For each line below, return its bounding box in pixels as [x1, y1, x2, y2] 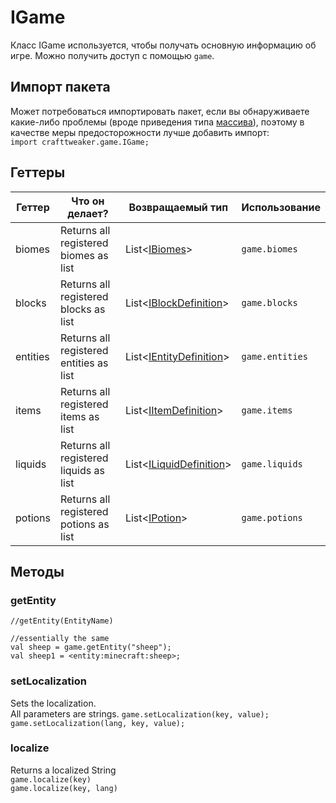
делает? [67, 206, 109, 220]
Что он [71, 194, 105, 208]
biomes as [60, 248, 109, 262]
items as [60, 409, 100, 423]
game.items [241, 404, 293, 416]
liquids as [60, 463, 105, 477]
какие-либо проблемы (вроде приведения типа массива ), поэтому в [10, 116, 305, 128]
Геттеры [10, 164, 66, 181]
